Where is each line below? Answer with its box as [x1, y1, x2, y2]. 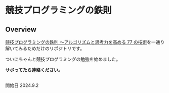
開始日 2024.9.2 [5, 82, 39, 88]
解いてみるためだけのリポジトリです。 [5, 45, 85, 51]
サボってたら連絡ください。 [5, 67, 63, 73]
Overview [5, 25, 37, 33]
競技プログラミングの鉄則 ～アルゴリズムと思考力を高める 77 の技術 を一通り [5, 39, 165, 45]
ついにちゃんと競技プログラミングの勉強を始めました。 [5, 56, 120, 62]
